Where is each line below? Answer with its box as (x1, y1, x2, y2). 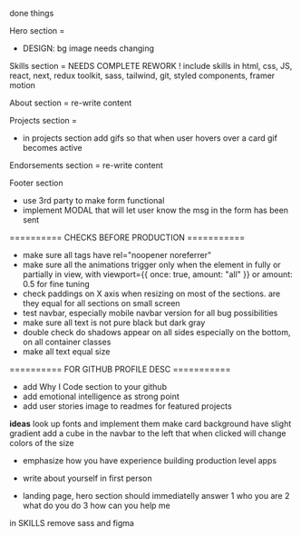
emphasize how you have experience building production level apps (22, 455, 277, 466)
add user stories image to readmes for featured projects (22, 401, 233, 412)
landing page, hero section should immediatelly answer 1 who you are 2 (22, 491, 290, 501)
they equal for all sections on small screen (22, 298, 180, 308)
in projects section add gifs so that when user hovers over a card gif (22, 133, 278, 144)
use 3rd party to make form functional (22, 195, 165, 205)
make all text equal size (22, 346, 111, 357)
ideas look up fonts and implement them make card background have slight (9, 418, 292, 429)
